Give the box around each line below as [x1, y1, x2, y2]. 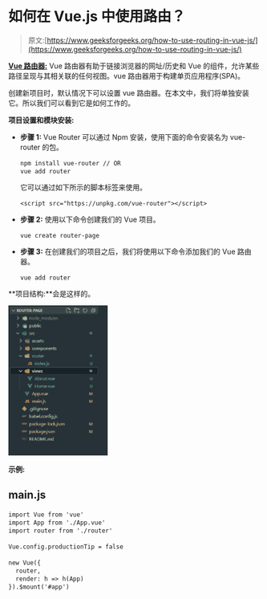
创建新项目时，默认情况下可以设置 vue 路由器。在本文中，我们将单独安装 [8, 88, 250, 97]
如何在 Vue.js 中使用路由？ [8, 7, 186, 26]
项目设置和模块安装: [8, 115, 75, 124]
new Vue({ [8, 559, 42, 567]
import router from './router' [8, 527, 113, 535]
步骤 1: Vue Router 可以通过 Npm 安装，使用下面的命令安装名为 [19, 132, 229, 141]
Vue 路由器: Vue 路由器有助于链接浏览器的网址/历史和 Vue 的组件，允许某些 [8, 61, 260, 71]
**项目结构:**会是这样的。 [8, 288, 95, 298]
